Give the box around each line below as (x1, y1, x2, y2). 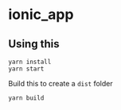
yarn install (8, 58, 52, 66)
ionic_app (8, 6, 74, 24)
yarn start (8, 65, 45, 73)
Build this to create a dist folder (8, 79, 113, 88)
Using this (8, 37, 60, 51)
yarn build (8, 94, 45, 102)
